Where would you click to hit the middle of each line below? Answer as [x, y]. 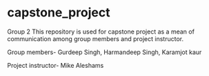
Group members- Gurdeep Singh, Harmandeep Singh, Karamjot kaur [104, 52]
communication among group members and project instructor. [96, 38]
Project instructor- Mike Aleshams [56, 65]
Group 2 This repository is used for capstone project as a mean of [101, 31]
